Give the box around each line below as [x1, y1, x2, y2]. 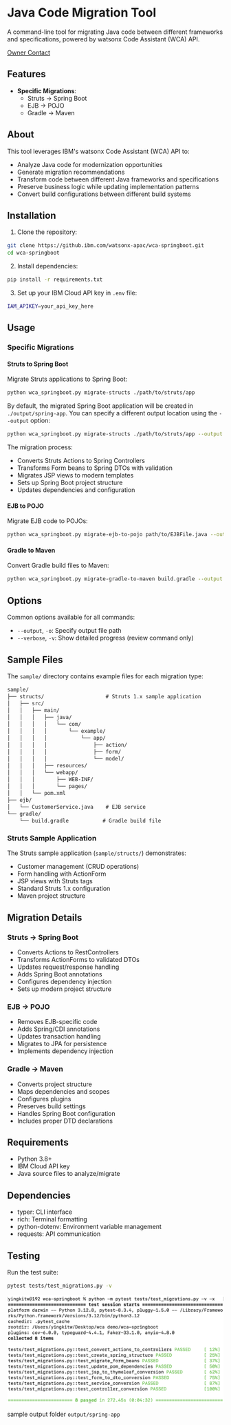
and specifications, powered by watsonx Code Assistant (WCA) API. [7, 35, 200, 43]
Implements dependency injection [16, 1047, 113, 1055]
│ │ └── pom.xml [7, 789, 67, 796]
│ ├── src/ [7, 700, 45, 707]
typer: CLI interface [16, 1208, 73, 1216]
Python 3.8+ [16, 1154, 53, 1163]
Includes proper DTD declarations [16, 1117, 113, 1125]
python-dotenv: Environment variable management [16, 1223, 162, 1231]
